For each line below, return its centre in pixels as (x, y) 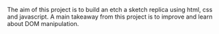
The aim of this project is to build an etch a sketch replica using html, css (110, 10)
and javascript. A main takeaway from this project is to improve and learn (110, 17)
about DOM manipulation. (43, 24)
